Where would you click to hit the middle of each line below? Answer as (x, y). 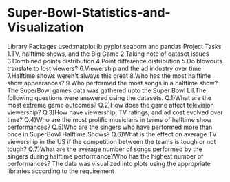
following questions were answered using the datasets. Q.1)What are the (109, 97)
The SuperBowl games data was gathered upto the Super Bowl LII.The (107, 90)
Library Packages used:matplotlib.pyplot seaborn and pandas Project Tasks (114, 46)
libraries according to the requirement (61, 171)
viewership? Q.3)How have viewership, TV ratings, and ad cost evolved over (115, 112)
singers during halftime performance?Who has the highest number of (105, 156)
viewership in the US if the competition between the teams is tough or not (112, 141)
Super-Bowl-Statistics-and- (89, 13)
